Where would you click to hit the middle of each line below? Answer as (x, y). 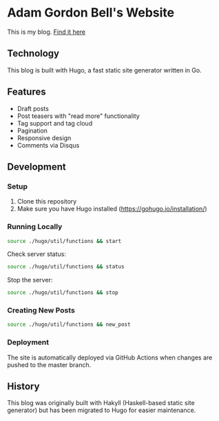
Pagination (32, 130)
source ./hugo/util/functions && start (64, 241)
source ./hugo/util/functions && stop (63, 293)
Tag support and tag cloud (55, 123)
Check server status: (37, 254)
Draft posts (33, 108)
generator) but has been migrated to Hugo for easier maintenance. (102, 410)
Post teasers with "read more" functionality (78, 116)
